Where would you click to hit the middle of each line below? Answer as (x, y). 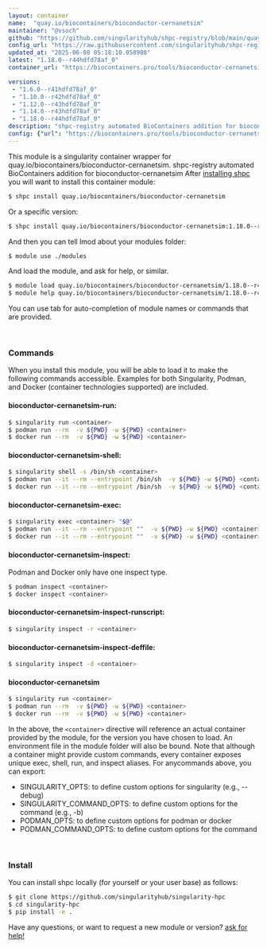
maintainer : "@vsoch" (44, 30)
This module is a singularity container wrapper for (90, 156)
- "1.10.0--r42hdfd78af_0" (56, 96)
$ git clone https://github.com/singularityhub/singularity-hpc (117, 897)
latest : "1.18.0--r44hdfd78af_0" (64, 61)
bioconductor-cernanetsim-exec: (65, 505)
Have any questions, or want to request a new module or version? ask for (128, 927)
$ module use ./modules (48, 256)
